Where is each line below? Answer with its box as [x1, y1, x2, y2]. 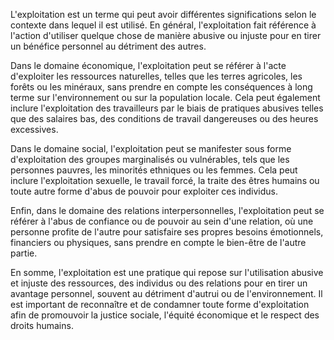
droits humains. [10, 320, 74, 331]
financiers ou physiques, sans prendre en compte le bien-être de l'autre [10, 237, 307, 248]
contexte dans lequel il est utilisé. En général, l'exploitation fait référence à [10, 19, 317, 31]
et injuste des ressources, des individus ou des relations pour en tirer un [10, 277, 308, 289]
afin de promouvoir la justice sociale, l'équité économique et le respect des [10, 309, 320, 321]
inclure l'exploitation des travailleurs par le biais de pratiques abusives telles [10, 102, 324, 114]
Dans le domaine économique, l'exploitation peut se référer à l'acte [10, 60, 287, 71]
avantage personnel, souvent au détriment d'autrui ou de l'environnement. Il [10, 288, 323, 299]
